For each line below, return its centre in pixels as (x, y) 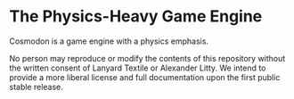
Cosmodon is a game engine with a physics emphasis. (109, 41)
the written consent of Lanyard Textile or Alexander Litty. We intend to (138, 68)
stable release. (37, 87)
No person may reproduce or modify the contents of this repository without (147, 58)
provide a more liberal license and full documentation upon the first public (145, 77)
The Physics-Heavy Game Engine (136, 16)
